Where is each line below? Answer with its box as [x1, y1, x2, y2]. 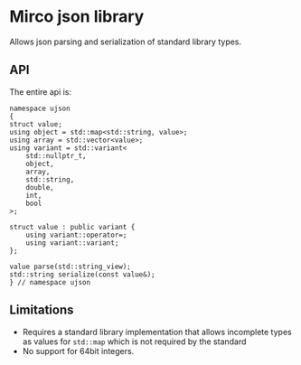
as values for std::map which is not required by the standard [22, 336, 247, 347]
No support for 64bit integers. [22, 345, 135, 356]
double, [25, 182, 54, 192]
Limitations [9, 303, 74, 318]
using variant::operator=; [25, 230, 127, 239]
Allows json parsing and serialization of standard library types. [9, 36, 242, 47]
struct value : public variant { [9, 222, 136, 231]
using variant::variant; [25, 238, 119, 248]
